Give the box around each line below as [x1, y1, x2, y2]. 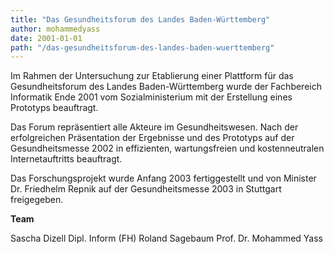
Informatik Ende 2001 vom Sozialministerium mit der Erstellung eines [10, 91, 293, 103]
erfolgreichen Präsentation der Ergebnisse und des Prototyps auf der [10, 132, 295, 144]
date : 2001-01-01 [10, 33, 83, 43]
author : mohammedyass [10, 24, 101, 34]
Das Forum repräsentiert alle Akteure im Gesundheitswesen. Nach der [10, 121, 299, 133]
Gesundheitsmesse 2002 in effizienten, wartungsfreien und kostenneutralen [10, 142, 325, 155]
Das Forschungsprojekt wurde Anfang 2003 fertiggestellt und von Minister [10, 172, 317, 185]
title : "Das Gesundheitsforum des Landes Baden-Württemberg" [10, 14, 271, 25]
